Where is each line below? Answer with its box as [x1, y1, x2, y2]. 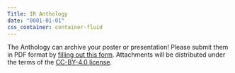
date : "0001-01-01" [7, 17, 65, 24]
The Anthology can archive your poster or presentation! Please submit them [7, 43, 229, 52]
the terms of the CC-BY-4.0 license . [7, 58, 112, 67]
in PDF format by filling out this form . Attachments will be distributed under [7, 50, 226, 59]
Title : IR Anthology [7, 10, 69, 18]
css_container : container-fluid [7, 23, 103, 30]
